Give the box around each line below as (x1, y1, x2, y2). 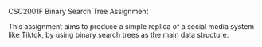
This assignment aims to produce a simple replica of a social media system (8, 22, 255, 31)
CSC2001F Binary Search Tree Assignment (8, 7, 149, 16)
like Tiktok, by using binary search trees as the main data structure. (8, 31, 229, 39)
